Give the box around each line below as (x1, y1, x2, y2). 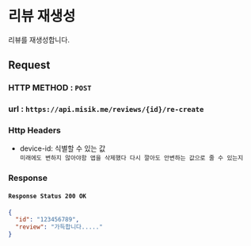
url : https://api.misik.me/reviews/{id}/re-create (8, 104, 204, 115)
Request (8, 59, 51, 72)
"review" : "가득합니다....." (15, 223, 103, 231)
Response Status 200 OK (8, 192, 87, 200)
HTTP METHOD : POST (8, 83, 92, 94)
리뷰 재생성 (8, 7, 76, 25)
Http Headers (8, 125, 61, 136)
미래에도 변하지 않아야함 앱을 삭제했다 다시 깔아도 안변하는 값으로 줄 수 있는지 (19, 154, 244, 163)
